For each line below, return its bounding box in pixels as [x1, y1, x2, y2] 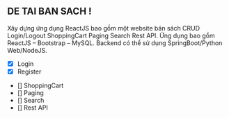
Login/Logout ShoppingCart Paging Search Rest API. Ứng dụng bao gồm [7, 31, 215, 40]
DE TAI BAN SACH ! [7, 6, 92, 17]
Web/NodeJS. [7, 46, 47, 54]
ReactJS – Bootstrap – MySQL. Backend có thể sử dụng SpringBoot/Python [7, 38, 223, 47]
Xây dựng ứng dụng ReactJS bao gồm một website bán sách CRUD [7, 24, 200, 32]
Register [17, 67, 42, 76]
